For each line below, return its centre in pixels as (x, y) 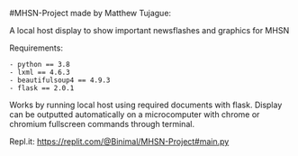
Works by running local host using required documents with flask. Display (146, 105)
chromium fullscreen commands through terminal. (102, 124)
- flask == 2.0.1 (42, 88)
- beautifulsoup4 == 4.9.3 (60, 80)
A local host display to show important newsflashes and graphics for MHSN (149, 30)
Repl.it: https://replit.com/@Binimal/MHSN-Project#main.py (119, 142)
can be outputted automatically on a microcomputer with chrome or (135, 115)
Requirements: (36, 48)
